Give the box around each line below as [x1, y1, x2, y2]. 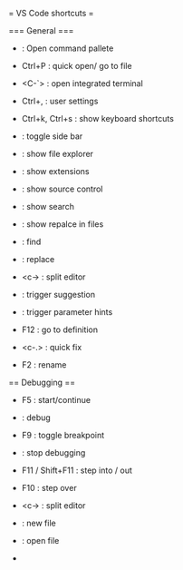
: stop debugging [21, 447, 86, 457]
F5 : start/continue [21, 395, 91, 405]
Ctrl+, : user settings [21, 95, 99, 106]
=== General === [8, 25, 74, 35]
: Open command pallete [21, 43, 114, 54]
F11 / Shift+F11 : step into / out [21, 465, 133, 476]
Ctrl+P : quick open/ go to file [21, 61, 132, 71]
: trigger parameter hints [21, 307, 113, 317]
